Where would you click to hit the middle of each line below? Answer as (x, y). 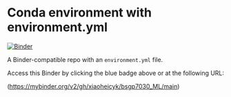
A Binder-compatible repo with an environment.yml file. (85, 59)
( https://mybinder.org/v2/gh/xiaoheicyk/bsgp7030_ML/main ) (93, 86)
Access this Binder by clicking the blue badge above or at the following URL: (116, 73)
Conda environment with (79, 13)
